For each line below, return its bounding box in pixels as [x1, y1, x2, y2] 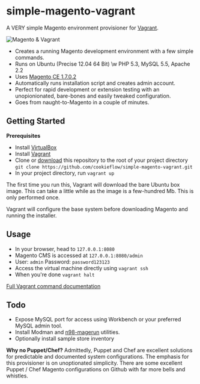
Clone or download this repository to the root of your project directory [14, 156, 188, 164]
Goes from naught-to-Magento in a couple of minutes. [14, 98, 150, 106]
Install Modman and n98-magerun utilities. [14, 329, 120, 336]
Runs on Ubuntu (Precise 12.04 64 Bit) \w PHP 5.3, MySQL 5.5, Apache [14, 60, 190, 67]
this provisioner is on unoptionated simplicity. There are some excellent [6, 359, 183, 367]
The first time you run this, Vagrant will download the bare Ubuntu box [6, 181, 180, 188]
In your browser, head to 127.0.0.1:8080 [14, 245, 115, 252]
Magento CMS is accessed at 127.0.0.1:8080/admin [14, 252, 143, 259]
